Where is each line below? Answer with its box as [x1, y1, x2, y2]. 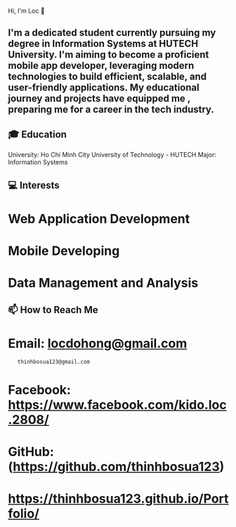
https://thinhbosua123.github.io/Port [8, 491, 229, 507]
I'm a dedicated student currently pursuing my [8, 27, 216, 39]
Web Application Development [8, 211, 190, 227]
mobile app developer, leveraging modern [8, 60, 195, 72]
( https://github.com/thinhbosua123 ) [8, 458, 225, 474]
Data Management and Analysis [8, 275, 199, 291]
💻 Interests [8, 179, 60, 191]
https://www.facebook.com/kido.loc [8, 396, 227, 413]
